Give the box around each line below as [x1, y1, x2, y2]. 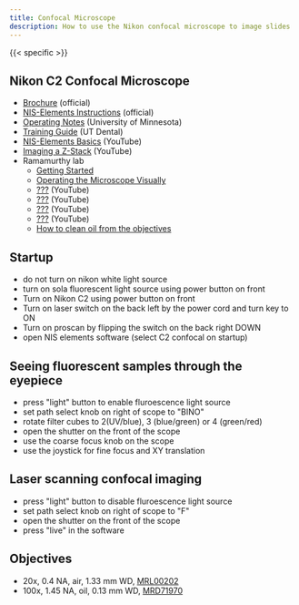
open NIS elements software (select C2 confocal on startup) [22, 332, 248, 343]
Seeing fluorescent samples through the [9, 358, 243, 374]
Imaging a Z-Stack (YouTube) [22, 146, 133, 157]
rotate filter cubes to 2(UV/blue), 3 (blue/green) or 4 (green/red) [22, 415, 263, 426]
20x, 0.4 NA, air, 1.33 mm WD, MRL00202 [22, 575, 179, 586]
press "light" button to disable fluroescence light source [22, 496, 233, 507]
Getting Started [35, 165, 94, 176]
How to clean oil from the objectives [35, 223, 172, 234]
